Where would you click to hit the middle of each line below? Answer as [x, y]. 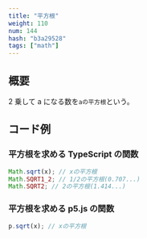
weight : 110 [28, 23]
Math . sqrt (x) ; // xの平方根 [53, 171]
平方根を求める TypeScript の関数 [73, 154]
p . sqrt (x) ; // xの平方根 [47, 226]
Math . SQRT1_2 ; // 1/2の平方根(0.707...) [74, 179]
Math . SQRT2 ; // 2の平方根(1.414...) [67, 186]
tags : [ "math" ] [34, 46]
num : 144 [23, 31]
